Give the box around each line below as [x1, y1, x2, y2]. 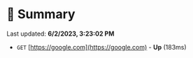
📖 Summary [6, 6, 76, 22]
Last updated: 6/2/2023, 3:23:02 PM [6, 29, 115, 38]
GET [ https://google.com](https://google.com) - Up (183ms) [16, 43, 187, 51]
